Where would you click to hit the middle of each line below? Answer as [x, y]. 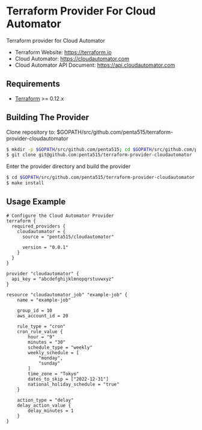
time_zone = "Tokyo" [54, 374]
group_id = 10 [35, 310]
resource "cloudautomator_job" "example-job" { [67, 294]
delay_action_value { [44, 405]
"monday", [50, 358]
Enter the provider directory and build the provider [69, 166]
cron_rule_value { [40, 332]
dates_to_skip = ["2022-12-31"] [69, 379]
